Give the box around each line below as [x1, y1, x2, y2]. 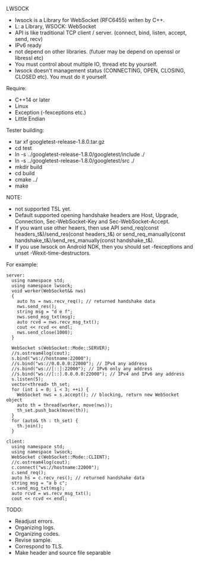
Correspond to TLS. [14, 543, 64, 550]
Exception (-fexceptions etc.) [14, 109, 86, 116]
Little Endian [14, 115, 46, 122]
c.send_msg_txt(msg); [11, 485, 65, 491]
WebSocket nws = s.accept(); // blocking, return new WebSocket [17, 392, 179, 398]
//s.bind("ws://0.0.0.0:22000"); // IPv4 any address [11, 361, 147, 367]
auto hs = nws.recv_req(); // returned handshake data [17, 299, 156, 304]
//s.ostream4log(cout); [11, 350, 70, 356]
